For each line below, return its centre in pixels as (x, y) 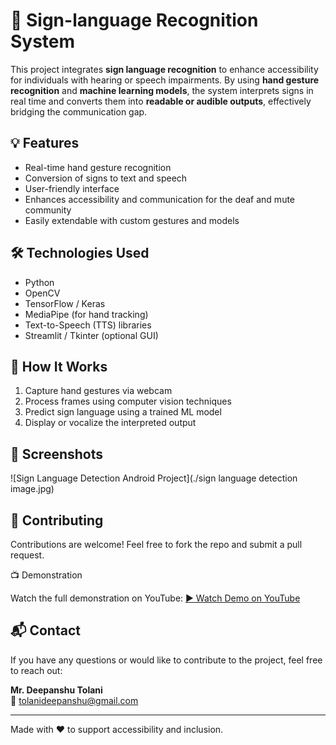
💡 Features (45, 143)
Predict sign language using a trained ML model (123, 412)
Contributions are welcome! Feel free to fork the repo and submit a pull (156, 544)
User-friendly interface (72, 188)
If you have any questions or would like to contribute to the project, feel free (166, 660)
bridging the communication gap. (79, 111)
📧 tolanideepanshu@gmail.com (74, 700)
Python (39, 282)
